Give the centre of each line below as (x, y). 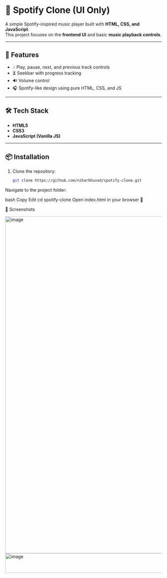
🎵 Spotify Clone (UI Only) (58, 10)
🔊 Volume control (31, 80)
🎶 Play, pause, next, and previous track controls (61, 67)
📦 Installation (27, 157)
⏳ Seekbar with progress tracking (47, 73)
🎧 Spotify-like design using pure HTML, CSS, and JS (67, 88)
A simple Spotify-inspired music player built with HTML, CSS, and (73, 24)
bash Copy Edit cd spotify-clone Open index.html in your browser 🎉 (74, 200)
